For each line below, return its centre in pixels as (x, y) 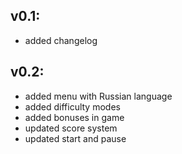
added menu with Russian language (98, 96)
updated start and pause (75, 138)
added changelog (61, 40)
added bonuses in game (74, 117)
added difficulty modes (72, 106)
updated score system (71, 128)
